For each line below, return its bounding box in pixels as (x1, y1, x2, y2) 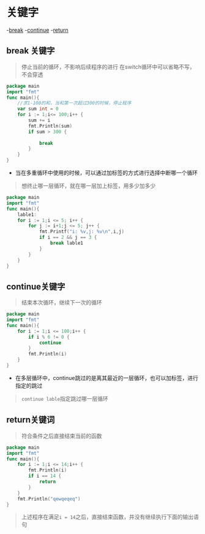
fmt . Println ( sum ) (28, 123, 72, 129)
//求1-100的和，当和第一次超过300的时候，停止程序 (17, 100, 132, 106)
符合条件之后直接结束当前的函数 (21, 432, 102, 439)
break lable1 (50, 240, 84, 246)
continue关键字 (6, 281, 65, 292)
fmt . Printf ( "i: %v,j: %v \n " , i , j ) (39, 228, 124, 235)
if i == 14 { (28, 473, 62, 479)
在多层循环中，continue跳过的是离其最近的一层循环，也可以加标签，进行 (15, 374, 199, 381)
